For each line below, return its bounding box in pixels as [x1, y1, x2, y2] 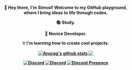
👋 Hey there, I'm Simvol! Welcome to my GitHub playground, [4, 5, 128, 10]
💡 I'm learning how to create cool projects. [22, 40, 109, 46]
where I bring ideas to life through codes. [23, 10, 108, 16]
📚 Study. [56, 19, 75, 25]
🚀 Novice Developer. [44, 31, 87, 36]
